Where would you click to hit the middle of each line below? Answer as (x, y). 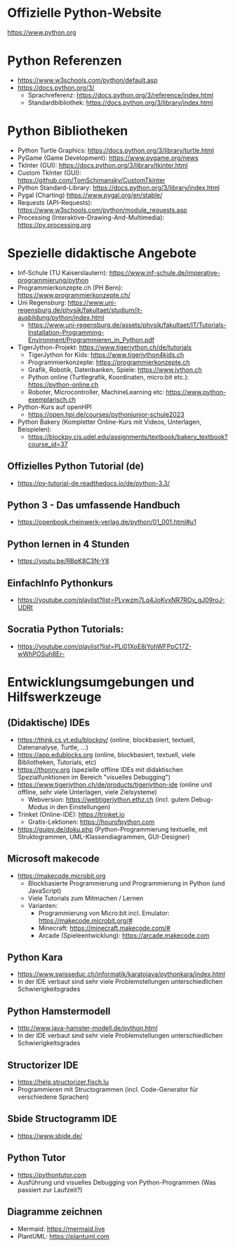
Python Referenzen (65, 61)
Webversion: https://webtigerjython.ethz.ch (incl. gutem (109, 799)
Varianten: (43, 905)
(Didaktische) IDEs (48, 723)
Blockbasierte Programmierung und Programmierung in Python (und (127, 883)
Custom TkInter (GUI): (49, 173)
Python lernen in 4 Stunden (68, 544)
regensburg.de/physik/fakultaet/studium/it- (80, 309)
